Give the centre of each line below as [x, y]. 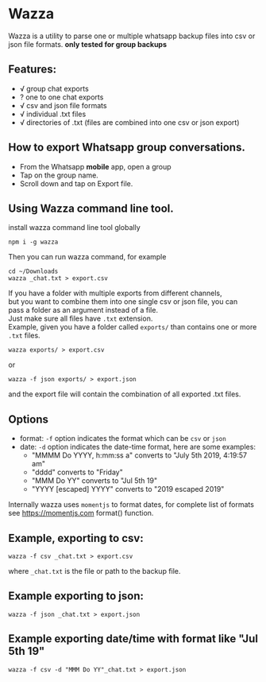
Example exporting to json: [76, 596]
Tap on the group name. [59, 175]
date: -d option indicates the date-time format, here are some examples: [138, 447]
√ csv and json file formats [63, 105]
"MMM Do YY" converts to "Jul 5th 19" [94, 481]
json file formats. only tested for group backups [88, 44]
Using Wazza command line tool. [91, 208]
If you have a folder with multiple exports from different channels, [115, 293]
